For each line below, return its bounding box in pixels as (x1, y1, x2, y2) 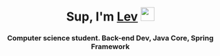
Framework (90, 42, 130, 51)
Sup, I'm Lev (66, 9, 138, 25)
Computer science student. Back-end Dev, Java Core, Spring (7, 33, 214, 43)
